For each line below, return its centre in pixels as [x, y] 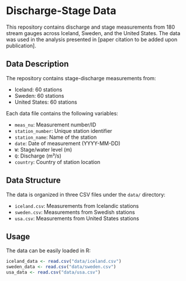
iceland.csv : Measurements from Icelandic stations [77, 205]
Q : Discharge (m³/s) [38, 156]
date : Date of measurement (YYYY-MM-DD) [68, 143]
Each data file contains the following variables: [62, 113]
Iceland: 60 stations [38, 90]
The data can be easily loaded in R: [49, 251]
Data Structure [34, 181]
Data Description [37, 64]
